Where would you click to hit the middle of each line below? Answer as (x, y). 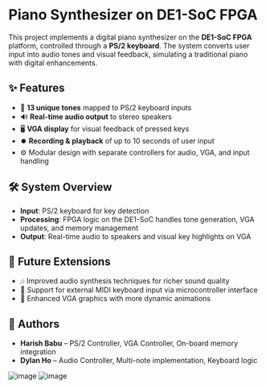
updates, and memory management (79, 228)
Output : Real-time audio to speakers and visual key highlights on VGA (135, 236)
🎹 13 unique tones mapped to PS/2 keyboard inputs (106, 107)
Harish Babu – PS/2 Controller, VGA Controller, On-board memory (129, 343)
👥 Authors (34, 324)
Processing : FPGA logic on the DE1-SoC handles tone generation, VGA (137, 219)
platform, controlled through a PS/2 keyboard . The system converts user (129, 45)
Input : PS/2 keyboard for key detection (84, 210)
